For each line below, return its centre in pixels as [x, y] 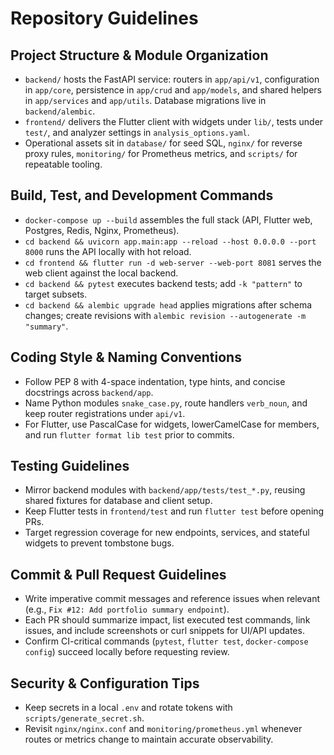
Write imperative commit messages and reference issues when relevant [172, 599]
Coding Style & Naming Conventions [126, 357]
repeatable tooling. [63, 164]
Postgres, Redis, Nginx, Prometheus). [102, 230]
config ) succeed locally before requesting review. [127, 652]
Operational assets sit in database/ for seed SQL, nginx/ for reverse [163, 143]
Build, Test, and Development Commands [142, 195]
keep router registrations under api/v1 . [105, 413]
